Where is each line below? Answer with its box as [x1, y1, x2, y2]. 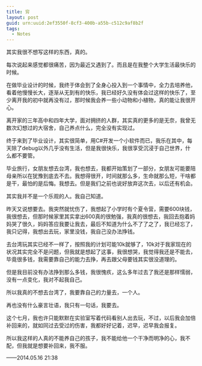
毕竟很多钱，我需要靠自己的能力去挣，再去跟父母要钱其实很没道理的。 [6, 256, 180, 263]
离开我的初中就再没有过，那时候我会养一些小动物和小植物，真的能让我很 [11, 97, 191, 104]
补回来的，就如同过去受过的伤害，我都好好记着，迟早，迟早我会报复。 [6, 322, 180, 329]
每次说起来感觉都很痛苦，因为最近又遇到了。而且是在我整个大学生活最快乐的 [6, 61, 196, 69]
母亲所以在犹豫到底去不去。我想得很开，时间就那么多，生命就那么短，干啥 [6, 172, 191, 180]
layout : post [6, 14, 39, 20]
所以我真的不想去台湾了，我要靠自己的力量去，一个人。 [6, 289, 143, 296]
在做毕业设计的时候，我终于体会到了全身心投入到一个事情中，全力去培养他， [6, 82, 196, 89]
